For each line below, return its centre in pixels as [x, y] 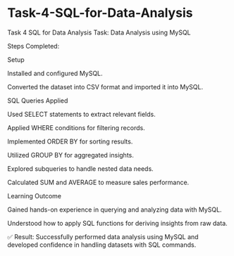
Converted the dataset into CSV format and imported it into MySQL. [105, 87]
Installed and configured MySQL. [55, 73]
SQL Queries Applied [38, 101]
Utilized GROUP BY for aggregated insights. [70, 155]
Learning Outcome [35, 196]
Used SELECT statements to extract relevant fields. [82, 114]
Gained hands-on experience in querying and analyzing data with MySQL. [115, 210]
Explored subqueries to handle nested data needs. [80, 168]
